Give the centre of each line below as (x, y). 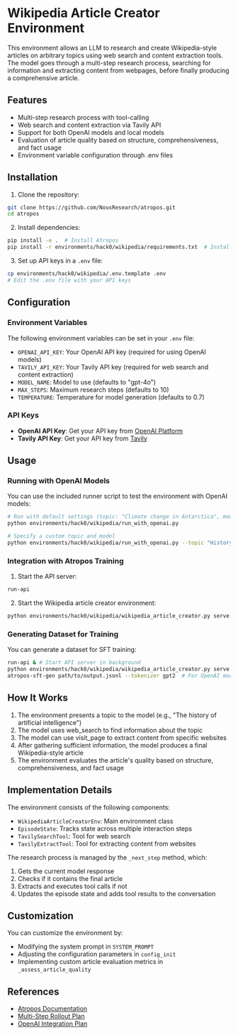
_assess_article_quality (54, 970)
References (33, 991)
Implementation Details (60, 790)
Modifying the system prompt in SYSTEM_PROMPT (86, 947)
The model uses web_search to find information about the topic (110, 730)
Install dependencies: (49, 228)
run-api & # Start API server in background (74, 663)
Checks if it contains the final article (70, 878)
